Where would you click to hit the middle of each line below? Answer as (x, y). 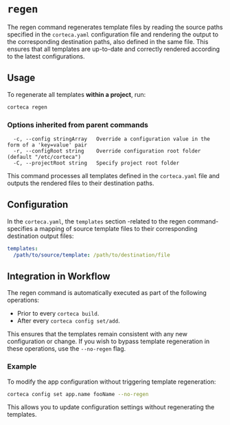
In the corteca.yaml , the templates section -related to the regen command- (113, 221)
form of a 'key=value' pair (47, 145)
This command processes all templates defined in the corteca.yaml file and (113, 175)
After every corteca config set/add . (68, 321)
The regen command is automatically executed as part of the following (107, 293)
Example (22, 367)
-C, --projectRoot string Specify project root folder (96, 163)
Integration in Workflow (59, 276)
